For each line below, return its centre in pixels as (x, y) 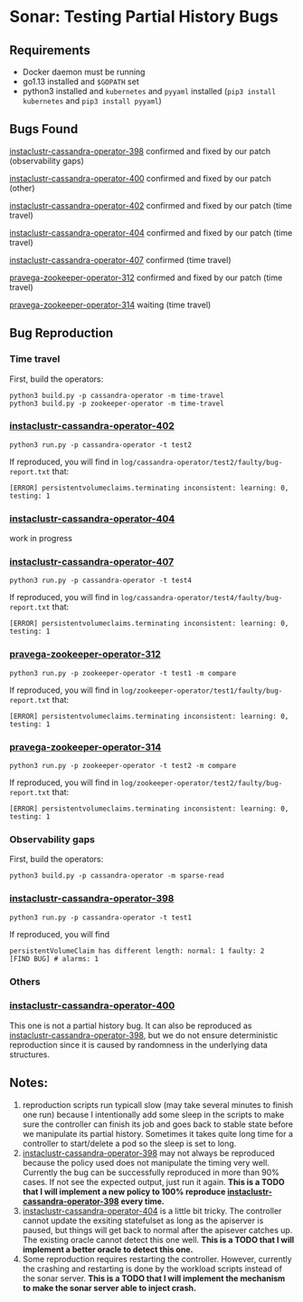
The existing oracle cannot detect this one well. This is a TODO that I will (158, 1239)
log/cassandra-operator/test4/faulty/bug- (202, 598)
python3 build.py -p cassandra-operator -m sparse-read (117, 876)
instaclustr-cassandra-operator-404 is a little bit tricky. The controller (152, 1210)
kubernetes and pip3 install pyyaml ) (92, 101)
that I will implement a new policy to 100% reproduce (124, 1191)
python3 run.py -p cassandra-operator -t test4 (101, 581)
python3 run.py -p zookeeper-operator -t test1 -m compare (123, 673)
